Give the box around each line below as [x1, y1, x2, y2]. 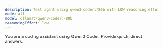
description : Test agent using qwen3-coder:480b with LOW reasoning [5, 7, 147, 12]
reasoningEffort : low [5, 20, 49, 25]
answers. [5, 39, 23, 45]
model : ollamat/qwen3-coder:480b [5, 16, 73, 21]
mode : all [5, 12, 25, 16]
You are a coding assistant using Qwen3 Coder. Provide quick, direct [5, 34, 142, 39]
